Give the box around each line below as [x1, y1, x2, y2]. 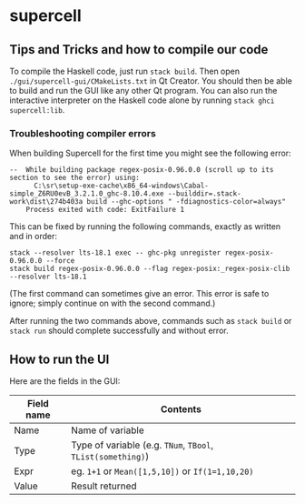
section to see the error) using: [9, 174, 141, 183]
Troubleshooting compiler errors [9, 126, 156, 139]
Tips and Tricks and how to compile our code [9, 42, 269, 57]
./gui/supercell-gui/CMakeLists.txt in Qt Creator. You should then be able [9, 76, 292, 86]
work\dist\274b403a [9, 197, 84, 207]
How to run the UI [9, 351, 110, 367]
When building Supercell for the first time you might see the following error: [9, 147, 292, 159]
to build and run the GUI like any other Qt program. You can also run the [9, 86, 278, 96]
